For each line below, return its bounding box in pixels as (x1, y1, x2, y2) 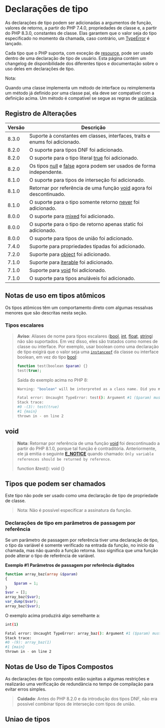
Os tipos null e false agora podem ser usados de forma (29, 162, 156, 169)
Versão (7, 124, 25, 131)
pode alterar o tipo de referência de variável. (5, 553, 95, 559)
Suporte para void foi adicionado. (29, 267, 107, 274)
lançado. (5, 40, 23, 46)
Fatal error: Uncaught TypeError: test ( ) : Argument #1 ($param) (17, 395, 152, 400)
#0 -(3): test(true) (17, 404, 59, 410)
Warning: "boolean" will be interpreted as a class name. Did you (17, 387, 156, 392)
